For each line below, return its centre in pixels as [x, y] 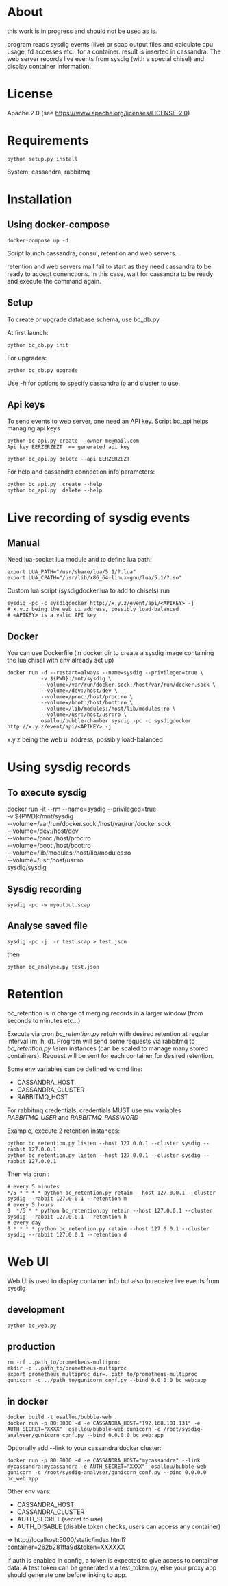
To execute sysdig [47, 793]
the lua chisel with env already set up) [61, 660]
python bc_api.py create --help [55, 485]
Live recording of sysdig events [99, 517]
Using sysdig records [69, 767]
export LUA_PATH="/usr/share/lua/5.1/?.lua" [72, 572]
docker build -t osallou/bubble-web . [62, 1417]
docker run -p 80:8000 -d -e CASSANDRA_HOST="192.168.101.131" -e [104, 1423]
